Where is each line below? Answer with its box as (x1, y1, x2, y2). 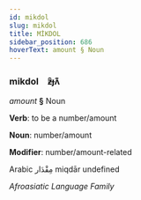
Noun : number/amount (9, 130, 93, 141)
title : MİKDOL (9, 29, 62, 38)
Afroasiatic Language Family (9, 181, 115, 192)
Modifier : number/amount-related (9, 147, 132, 158)
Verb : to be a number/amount (9, 113, 117, 123)
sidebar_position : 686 (9, 37, 93, 47)
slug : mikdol (9, 21, 57, 30)
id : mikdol (9, 12, 49, 22)
